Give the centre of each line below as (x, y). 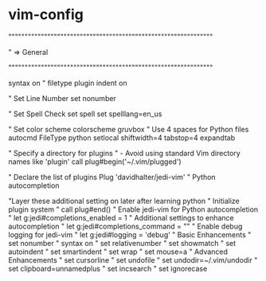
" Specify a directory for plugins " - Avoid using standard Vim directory (124, 153)
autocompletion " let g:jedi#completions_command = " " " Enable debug (125, 226)
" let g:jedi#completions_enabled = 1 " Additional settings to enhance (121, 217)
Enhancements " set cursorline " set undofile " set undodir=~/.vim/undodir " (133, 260)
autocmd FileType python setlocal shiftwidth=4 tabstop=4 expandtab (122, 138)
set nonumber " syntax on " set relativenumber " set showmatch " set (122, 243)
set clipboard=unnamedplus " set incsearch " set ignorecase (108, 268)
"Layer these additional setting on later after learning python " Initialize (124, 201)
